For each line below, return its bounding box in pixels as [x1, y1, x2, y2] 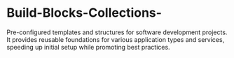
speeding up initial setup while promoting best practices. [6, 43, 170, 51]
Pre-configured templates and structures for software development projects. [6, 28, 228, 36]
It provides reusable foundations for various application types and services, [6, 35, 225, 43]
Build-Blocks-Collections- [6, 5, 163, 21]
